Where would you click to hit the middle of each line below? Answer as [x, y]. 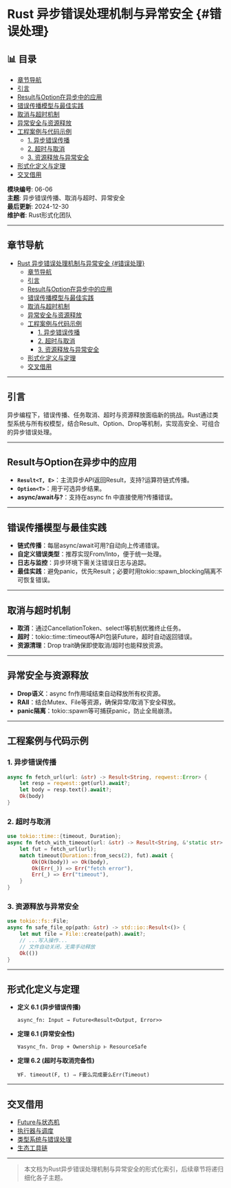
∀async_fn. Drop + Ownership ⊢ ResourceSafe [82, 1047]
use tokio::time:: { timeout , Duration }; [64, 837]
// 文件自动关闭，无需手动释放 [57, 947]
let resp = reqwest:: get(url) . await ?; [75, 784]
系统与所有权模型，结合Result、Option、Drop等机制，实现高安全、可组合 [116, 423]
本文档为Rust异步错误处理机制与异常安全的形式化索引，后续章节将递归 [124, 1169]
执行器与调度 [35, 1131]
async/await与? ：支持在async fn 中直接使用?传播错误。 [97, 498]
